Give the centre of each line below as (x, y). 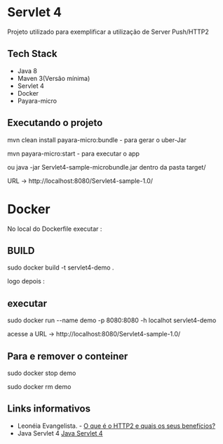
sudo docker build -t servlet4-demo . (61, 267)
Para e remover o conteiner (68, 356)
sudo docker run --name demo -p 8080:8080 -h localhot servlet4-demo (112, 320)
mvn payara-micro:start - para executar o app (74, 153)
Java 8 (27, 70)
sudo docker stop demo (42, 373)
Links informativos (49, 409)
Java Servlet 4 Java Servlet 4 (60, 433)
